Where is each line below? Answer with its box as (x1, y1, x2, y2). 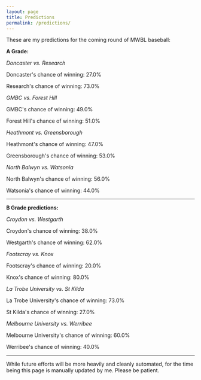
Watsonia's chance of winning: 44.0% (6, 187, 100, 194)
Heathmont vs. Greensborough (6, 129, 83, 136)
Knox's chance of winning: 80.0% (6, 273, 90, 281)
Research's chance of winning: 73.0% (6, 83, 100, 90)
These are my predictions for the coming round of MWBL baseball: (6, 37, 170, 44)
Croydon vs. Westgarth (6, 216, 63, 223)
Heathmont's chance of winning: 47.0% (6, 141, 103, 148)
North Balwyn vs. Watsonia (6, 164, 74, 171)
